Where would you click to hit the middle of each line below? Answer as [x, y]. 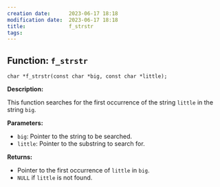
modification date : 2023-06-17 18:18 [63, 20]
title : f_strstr [51, 26]
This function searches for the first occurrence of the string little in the [110, 102]
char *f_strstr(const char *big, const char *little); [87, 76]
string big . [22, 110]
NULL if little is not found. [55, 178]
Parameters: [25, 123]
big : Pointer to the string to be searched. [75, 136]
